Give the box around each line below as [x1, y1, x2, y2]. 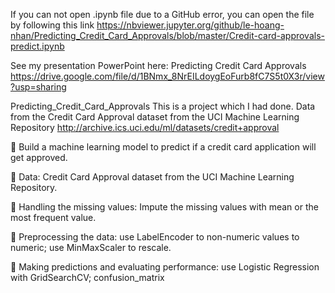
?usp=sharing [10, 81, 67, 93]
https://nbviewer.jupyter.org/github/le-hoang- [96, 19, 285, 31]
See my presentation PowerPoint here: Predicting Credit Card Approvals [10, 60, 307, 71]
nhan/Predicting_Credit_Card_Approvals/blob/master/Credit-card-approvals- [10, 30, 325, 41]
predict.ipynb [10, 40, 65, 52]
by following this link [10, 19, 95, 31]
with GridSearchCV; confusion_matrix [10, 272, 165, 283]
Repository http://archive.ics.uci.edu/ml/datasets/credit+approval [10, 122, 280, 133]
